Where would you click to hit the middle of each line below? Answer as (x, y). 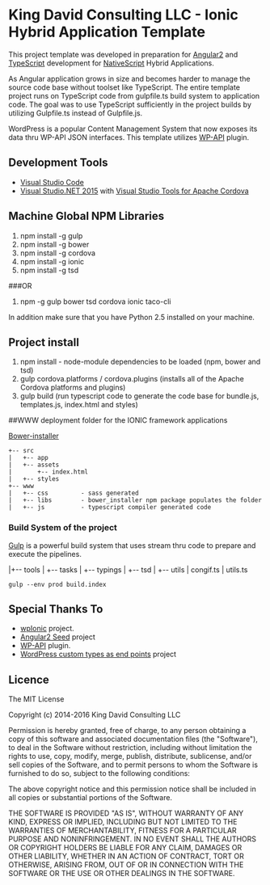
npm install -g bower (55, 244)
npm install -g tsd (49, 270)
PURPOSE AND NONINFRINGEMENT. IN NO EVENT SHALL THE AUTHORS (133, 839)
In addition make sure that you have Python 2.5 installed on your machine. (131, 317)
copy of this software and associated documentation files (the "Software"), (133, 739)
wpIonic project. (47, 629)
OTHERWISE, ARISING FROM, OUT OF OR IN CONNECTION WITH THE (126, 865)
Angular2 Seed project (57, 637)
